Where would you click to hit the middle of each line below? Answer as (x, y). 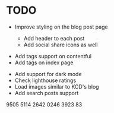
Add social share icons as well (61, 45)
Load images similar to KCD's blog (57, 86)
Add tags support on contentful (53, 56)
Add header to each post (54, 38)
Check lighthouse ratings (45, 80)
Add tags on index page (44, 62)
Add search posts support (47, 93)
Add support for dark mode (48, 74)
